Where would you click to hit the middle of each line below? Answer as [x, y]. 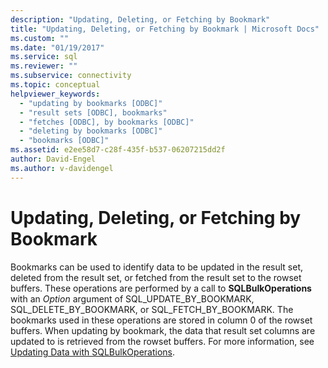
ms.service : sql [44, 57]
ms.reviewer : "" [44, 66]
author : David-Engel [53, 159]
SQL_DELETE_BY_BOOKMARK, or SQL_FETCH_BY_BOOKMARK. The [152, 309]
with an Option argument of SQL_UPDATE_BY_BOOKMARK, [132, 298]
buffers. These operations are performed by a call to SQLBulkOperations [161, 288]
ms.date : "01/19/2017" [57, 47]
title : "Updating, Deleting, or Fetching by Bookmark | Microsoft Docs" [165, 29]
